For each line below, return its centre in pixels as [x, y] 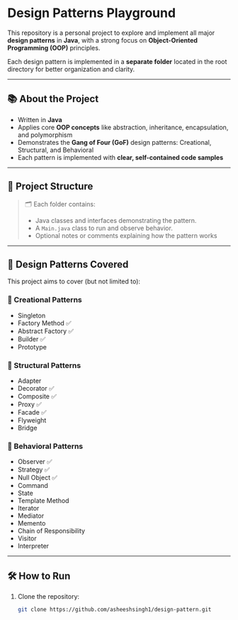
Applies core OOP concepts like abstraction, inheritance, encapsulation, [123, 127]
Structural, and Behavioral [56, 150]
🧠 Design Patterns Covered [68, 264]
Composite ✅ [37, 396]
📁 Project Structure [50, 186]
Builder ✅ [32, 339]
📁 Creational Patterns [45, 300]
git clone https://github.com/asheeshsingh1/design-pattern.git [114, 610]
